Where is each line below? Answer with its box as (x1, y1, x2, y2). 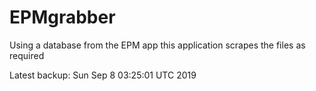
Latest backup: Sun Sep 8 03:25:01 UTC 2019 (9, 69, 197, 81)
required (9, 49, 45, 61)
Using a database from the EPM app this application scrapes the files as (9, 39, 306, 51)
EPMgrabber (9, 6, 116, 29)
